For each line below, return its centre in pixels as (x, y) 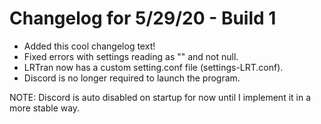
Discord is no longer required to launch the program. (132, 78)
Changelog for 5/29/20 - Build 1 (143, 18)
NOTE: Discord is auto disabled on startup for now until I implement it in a (160, 97)
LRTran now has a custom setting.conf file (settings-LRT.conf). (153, 67)
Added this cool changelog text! (89, 46)
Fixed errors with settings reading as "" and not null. (131, 56)
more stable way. (45, 108)
